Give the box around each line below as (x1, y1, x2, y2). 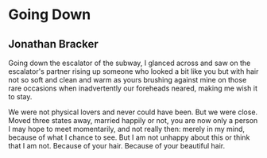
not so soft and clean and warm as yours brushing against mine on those (8, 75, 247, 84)
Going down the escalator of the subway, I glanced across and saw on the (8, 58, 251, 67)
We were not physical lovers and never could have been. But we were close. (8, 107, 258, 117)
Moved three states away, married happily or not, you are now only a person (8, 116, 258, 125)
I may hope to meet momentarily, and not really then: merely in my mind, (8, 125, 245, 133)
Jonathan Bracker (8, 37, 99, 51)
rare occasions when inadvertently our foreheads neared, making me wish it (8, 83, 258, 93)
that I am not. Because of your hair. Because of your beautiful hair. (8, 141, 225, 150)
